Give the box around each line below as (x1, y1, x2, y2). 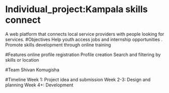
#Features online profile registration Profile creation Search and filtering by (5, 52, 161, 58)
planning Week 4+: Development (5, 82, 74, 88)
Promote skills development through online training (5, 41, 111, 48)
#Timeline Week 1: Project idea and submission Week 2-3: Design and (5, 76, 151, 82)
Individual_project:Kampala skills (5, 4, 148, 15)
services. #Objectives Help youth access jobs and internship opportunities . (5, 36, 163, 42)
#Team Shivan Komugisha (5, 67, 60, 73)
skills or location (5, 57, 39, 63)
